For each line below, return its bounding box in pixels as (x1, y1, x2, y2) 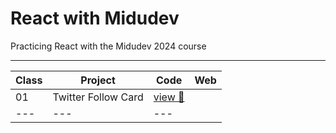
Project (80, 73, 116, 87)
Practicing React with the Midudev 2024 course (10, 40, 207, 52)
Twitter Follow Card (52, 90, 144, 104)
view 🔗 (153, 90, 185, 104)
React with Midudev (10, 7, 180, 30)
